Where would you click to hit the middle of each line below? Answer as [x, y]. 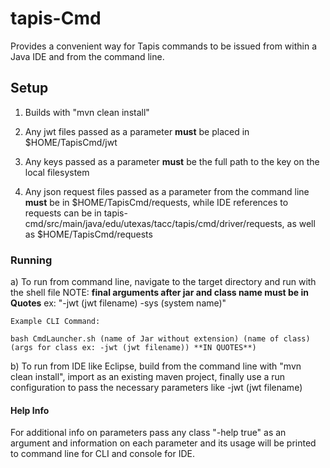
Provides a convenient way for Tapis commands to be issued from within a [164, 46]
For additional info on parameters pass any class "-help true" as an [148, 433]
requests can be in [63, 213]
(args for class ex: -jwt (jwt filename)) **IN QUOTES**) [133, 348]
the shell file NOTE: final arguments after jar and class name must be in [159, 293]
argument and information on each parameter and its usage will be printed [163, 443]
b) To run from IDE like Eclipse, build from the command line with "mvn [156, 366]
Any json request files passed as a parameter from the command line [167, 191]
